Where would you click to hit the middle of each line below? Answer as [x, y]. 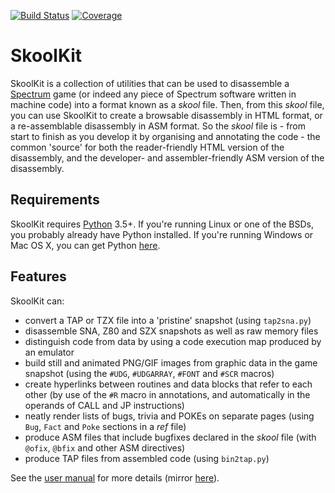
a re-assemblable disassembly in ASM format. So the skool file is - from [158, 126]
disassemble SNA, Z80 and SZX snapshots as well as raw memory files [171, 331]
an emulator [49, 352]
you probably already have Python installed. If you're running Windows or [162, 234]
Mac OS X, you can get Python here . [85, 245]
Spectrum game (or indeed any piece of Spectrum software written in [153, 94]
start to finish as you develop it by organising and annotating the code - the [165, 136]
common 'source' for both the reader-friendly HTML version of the [147, 147]
